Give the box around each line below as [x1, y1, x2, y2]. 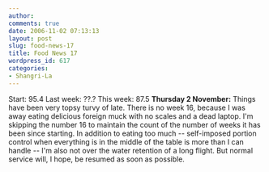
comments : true [8, 19, 60, 27]
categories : [8, 65, 49, 73]
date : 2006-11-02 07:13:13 [8, 27, 100, 35]
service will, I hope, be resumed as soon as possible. [8, 154, 185, 164]
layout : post [8, 34, 53, 43]
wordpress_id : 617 [8, 57, 70, 65]
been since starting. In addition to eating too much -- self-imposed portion [8, 128, 257, 138]
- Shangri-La [8, 72, 53, 80]
